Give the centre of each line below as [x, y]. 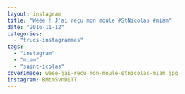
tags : [15, 47]
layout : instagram [34, 14]
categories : [25, 34]
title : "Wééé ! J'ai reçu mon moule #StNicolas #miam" [90, 20]
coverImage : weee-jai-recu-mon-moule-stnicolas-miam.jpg [93, 73]
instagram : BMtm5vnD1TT [42, 80]
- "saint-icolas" [39, 66]
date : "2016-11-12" [36, 27]
